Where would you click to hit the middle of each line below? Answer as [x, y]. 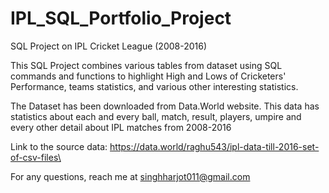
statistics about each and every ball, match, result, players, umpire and [156, 116]
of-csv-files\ [36, 157]
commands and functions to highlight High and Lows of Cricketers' [148, 76]
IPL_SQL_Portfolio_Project [121, 18]
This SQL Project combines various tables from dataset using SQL [146, 65]
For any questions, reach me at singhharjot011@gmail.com [130, 176]
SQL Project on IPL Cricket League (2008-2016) [109, 46]
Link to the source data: [59, 146]
